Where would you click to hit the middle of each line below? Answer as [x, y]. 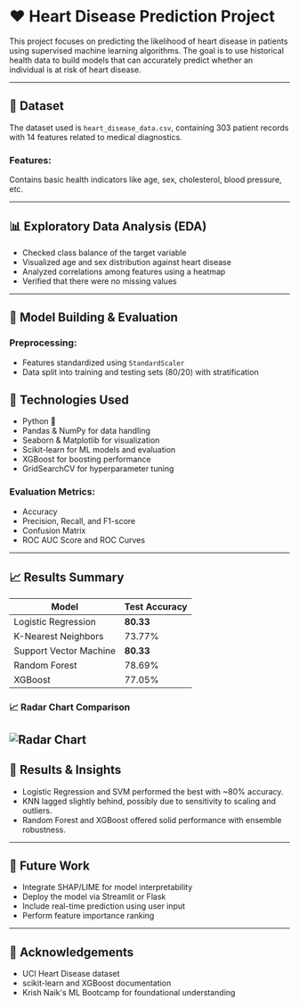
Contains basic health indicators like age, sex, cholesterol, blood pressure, [145, 179]
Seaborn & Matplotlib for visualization [91, 440]
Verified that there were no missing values [99, 281]
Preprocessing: [43, 343]
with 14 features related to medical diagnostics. [96, 137]
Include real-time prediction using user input [103, 906]
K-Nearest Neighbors [59, 637]
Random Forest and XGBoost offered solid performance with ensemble [152, 820]
